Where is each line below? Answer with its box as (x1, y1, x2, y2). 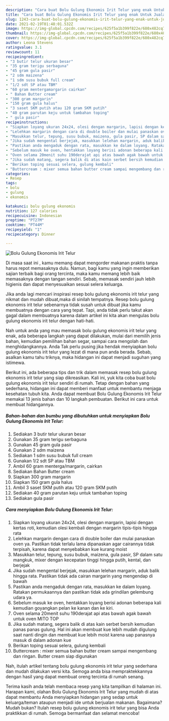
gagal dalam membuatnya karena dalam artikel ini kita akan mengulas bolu (6, 312, 159, 318)
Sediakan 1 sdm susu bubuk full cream (13, 452, 93, 458)
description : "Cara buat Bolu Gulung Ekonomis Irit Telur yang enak (6, 7, 152, 13)
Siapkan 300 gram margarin (13, 474, 71, 480)
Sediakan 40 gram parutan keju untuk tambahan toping (13, 489, 127, 496)
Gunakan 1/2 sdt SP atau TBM (13, 458, 75, 464)
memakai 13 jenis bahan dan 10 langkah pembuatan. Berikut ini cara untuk (6, 396, 158, 402)
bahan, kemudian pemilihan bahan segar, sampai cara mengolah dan (6, 338, 148, 344)
